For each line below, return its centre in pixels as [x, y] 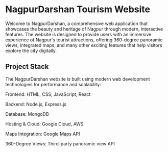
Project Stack [27, 67]
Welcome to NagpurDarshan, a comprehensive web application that [77, 23]
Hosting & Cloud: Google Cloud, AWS [44, 124]
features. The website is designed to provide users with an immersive [78, 34]
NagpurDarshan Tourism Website [78, 9]
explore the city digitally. [31, 50]
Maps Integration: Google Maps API [43, 134]
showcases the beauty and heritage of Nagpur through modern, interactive [84, 29]
